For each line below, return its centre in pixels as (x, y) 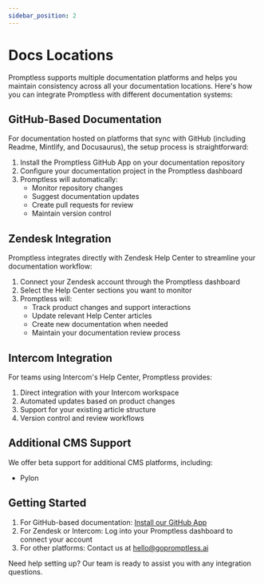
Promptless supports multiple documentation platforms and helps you (123, 77)
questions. (26, 571)
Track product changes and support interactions (111, 308)
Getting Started (47, 503)
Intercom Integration (61, 358)
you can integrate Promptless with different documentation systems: (121, 94)
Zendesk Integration (60, 238)
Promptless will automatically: (69, 180)
